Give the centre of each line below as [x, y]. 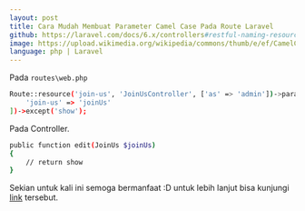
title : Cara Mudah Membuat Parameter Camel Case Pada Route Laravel [142, 26]
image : [22, 43]
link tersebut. [34, 197]
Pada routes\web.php [49, 77]
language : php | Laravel [56, 52]
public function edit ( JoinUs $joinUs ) [83, 145]
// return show [54, 162]
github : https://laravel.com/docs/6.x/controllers [107, 35]
